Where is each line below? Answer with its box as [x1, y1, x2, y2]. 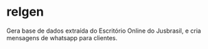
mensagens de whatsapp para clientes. [6, 33, 118, 42]
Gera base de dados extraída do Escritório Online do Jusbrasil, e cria [6, 27, 202, 35]
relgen [6, 4, 44, 20]
